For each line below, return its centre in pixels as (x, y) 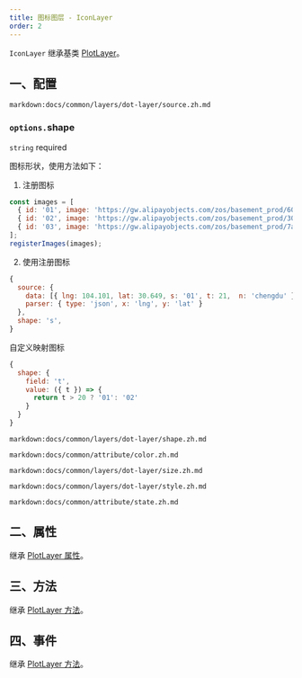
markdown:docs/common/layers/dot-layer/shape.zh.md (108, 439)
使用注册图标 (46, 262)
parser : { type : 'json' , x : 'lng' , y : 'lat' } (114, 304)
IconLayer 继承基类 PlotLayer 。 (67, 53)
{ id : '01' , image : (54, 210)
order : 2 (26, 26)
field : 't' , (48, 381)
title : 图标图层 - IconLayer (61, 18)
